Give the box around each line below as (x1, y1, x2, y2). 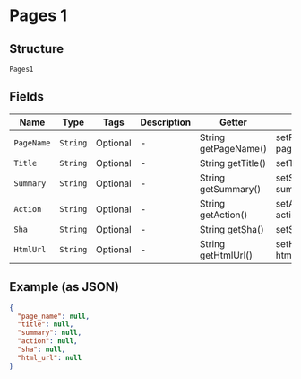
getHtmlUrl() (200, 249, 254, 261)
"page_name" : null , (17, 312, 90, 321)
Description (140, 116, 192, 128)
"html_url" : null (17, 353, 82, 362)
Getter (219, 116, 248, 128)
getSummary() (200, 182, 262, 195)
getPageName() (200, 142, 267, 154)
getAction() (200, 208, 248, 221)
